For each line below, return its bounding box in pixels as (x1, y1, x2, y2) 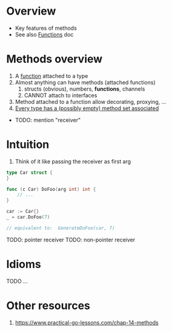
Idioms (6, 257, 41, 271)
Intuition (6, 138, 50, 151)
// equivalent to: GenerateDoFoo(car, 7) (6, 225, 115, 231)
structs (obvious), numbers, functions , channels (24, 85, 145, 92)
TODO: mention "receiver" (15, 116, 81, 123)
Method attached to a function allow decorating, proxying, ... (15, 98, 167, 105)
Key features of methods (15, 24, 77, 32)
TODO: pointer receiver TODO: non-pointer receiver (6, 236, 135, 243)
